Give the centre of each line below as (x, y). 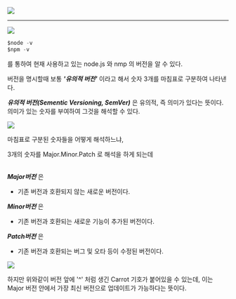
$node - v (20, 43)
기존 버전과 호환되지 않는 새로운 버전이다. (74, 191)
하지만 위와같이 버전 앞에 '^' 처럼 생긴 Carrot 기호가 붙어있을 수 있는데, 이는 (110, 279)
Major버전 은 (26, 176)
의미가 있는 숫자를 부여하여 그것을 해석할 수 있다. (74, 111)
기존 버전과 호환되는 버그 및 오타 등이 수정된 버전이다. (90, 251)
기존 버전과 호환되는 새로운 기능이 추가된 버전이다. (86, 221)
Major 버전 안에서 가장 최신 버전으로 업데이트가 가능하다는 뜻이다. (97, 288)
